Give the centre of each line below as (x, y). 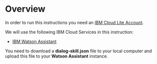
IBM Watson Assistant (34, 41)
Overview (25, 9)
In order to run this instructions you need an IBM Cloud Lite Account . (74, 22)
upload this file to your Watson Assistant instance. (57, 56)
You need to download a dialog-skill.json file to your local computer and (78, 51)
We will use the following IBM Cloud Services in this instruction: (69, 32)
